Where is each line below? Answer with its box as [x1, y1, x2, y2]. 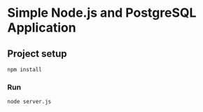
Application [7, 20, 76, 36]
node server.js [7, 98, 52, 106]
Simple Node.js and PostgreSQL [7, 5, 197, 21]
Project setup [7, 48, 68, 59]
